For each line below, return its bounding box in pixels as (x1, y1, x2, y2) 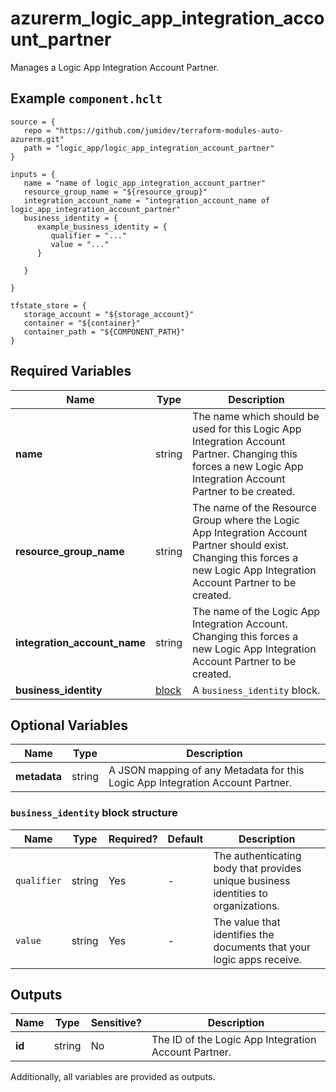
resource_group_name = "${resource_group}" (23, 187, 208, 197)
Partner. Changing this (192, 447, 298, 461)
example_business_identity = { (36, 222, 168, 232)
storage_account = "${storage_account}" (23, 309, 195, 319)
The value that (213, 915, 281, 929)
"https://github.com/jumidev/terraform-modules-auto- (54, 125, 284, 136)
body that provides (213, 861, 302, 875)
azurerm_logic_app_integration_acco (10, 7, 325, 30)
